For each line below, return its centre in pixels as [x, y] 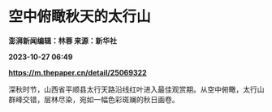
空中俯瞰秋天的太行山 [80, 17]
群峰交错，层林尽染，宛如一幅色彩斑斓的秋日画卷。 [94, 99]
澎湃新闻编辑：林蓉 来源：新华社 [63, 41]
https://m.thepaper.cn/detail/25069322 [78, 72]
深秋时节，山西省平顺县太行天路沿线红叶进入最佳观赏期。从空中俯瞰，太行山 [136, 89]
